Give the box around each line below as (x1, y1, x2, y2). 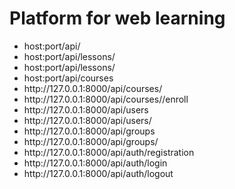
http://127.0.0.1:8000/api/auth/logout (23, 167, 174, 179)
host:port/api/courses (23, 72, 114, 84)
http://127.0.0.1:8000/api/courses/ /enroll (23, 93, 189, 105)
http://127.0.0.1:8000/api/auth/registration (23, 146, 195, 158)
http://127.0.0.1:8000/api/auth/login (23, 157, 168, 169)
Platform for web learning (9, 7, 226, 30)
